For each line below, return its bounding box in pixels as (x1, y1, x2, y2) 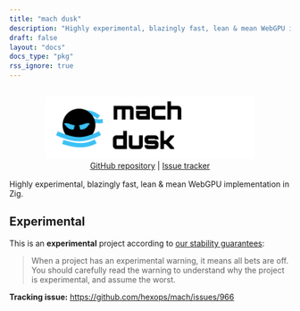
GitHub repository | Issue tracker (89, 161, 211, 171)
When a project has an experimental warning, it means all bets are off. (30, 255, 288, 265)
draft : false (9, 33, 58, 42)
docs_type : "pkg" (9, 52, 74, 62)
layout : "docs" (9, 43, 66, 52)
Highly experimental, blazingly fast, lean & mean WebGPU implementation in (9, 179, 290, 189)
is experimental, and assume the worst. (30, 273, 176, 285)
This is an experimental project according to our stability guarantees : (9, 238, 265, 248)
